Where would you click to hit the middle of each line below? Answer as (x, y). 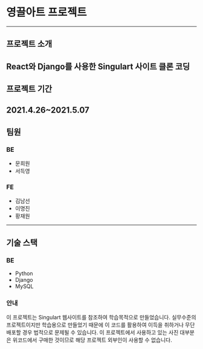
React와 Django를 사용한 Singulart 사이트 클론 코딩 (98, 66)
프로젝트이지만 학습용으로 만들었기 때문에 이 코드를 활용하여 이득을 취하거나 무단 (101, 325)
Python (24, 273)
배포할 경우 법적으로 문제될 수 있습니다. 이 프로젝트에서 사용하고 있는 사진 (92, 333)
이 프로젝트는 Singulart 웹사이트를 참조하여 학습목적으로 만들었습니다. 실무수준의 (101, 318)
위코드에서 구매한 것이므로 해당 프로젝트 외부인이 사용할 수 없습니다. (92, 340)
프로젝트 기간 (29, 89)
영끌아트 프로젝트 (47, 12)
